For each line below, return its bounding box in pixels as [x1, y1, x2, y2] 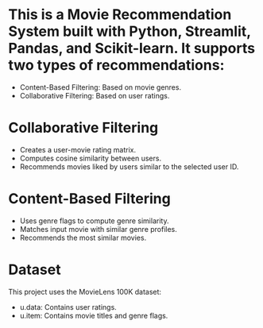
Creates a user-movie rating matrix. [19, 145, 137, 154]
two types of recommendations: [8, 56, 225, 75]
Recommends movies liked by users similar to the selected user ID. [19, 161, 239, 172]
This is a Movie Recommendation [8, 6, 232, 24]
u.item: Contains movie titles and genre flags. [19, 311, 168, 320]
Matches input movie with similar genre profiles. [19, 224, 177, 233]
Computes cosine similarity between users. [19, 153, 161, 163]
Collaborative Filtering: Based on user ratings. [19, 91, 170, 100]
